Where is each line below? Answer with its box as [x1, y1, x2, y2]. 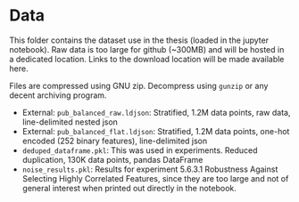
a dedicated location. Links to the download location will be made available [9, 53, 285, 64]
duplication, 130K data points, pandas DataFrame [21, 154, 203, 165]
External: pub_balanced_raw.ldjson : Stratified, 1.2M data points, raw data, [21, 107, 291, 117]
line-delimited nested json [21, 117, 119, 127]
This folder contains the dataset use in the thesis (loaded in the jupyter [9, 35, 270, 45]
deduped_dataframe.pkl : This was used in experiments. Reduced [21, 144, 258, 156]
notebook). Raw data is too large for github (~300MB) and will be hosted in [9, 44, 285, 54]
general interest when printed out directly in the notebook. [21, 182, 237, 193]
